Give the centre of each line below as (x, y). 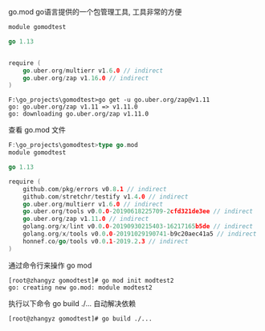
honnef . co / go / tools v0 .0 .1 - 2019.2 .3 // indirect (106, 241)
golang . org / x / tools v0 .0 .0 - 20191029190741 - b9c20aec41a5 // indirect (140, 234)
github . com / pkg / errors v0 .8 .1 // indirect (95, 189)
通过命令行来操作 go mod (50, 265)
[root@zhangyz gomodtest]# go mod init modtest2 (91, 280)
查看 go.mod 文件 (37, 130)
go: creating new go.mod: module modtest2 (80, 288)
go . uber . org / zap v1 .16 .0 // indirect (86, 78)
